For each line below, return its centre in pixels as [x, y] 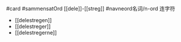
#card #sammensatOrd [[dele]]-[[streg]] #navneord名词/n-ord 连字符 [91, 8]
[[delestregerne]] [36, 33]
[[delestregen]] [33, 20]
